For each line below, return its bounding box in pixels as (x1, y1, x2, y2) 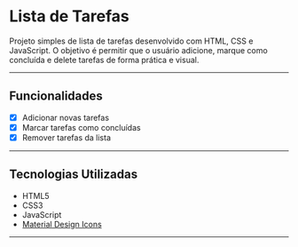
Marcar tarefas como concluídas (21, 122, 141, 132)
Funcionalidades (9, 89, 104, 104)
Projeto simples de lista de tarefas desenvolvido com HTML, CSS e (9, 36, 254, 46)
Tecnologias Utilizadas (9, 167, 138, 182)
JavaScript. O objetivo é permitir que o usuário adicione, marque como (9, 44, 268, 55)
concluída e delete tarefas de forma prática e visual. (9, 54, 200, 65)
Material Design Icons (21, 219, 102, 229)
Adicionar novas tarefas (21, 112, 109, 123)
